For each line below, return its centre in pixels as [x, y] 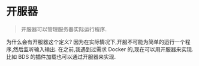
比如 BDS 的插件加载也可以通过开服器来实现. [61, 56]
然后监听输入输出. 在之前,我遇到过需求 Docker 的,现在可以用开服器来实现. [103, 49]
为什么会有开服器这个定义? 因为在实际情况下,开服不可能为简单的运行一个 [96, 42]
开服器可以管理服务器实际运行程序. [64, 29]
